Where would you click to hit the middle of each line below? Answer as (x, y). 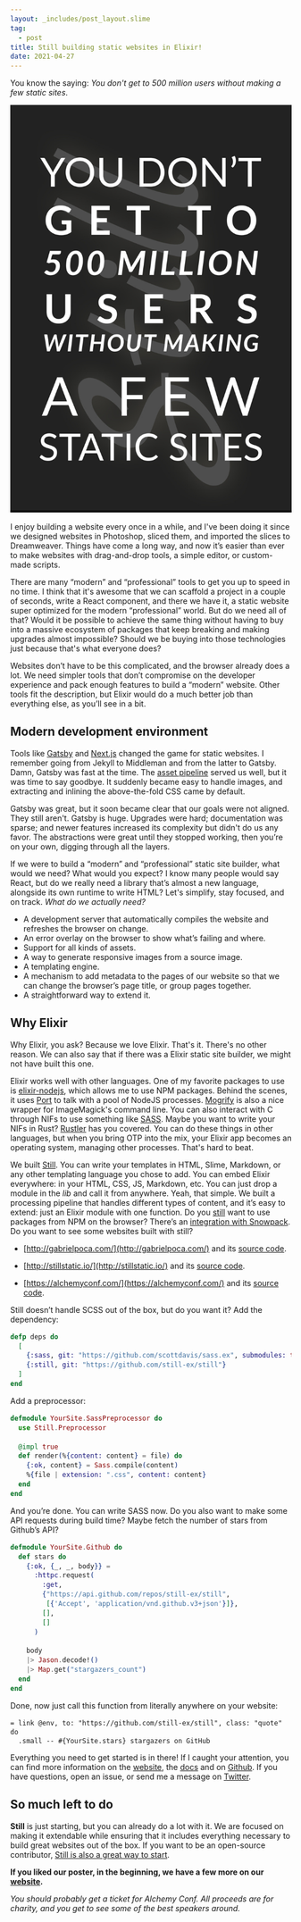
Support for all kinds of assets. (79, 948)
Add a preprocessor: (48, 1400)
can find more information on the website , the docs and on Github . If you (144, 1767)
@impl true (38, 1447)
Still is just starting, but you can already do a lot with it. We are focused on (147, 1826)
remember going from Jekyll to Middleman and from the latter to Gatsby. (143, 763)
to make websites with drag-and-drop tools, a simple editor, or (125, 556)
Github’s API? (34, 1529)
